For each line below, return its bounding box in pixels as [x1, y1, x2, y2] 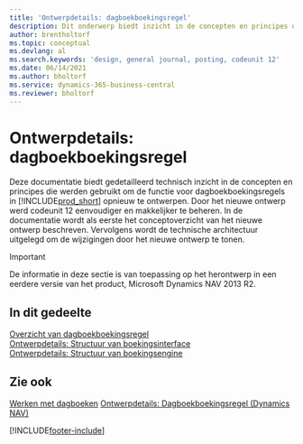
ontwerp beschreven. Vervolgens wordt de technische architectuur [9, 225, 259, 236]
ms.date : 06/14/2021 [9, 64, 87, 73]
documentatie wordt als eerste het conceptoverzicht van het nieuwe [9, 215, 263, 226]
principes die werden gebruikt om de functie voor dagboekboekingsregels [9, 186, 286, 197]
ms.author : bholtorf [9, 72, 87, 81]
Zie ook [9, 374, 52, 389]
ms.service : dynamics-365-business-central [9, 80, 176, 89]
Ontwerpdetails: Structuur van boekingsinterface [9, 338, 191, 349]
